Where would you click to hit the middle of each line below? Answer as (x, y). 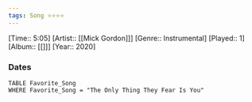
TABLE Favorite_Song (43, 83)
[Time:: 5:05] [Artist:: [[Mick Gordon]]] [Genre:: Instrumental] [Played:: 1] (126, 38)
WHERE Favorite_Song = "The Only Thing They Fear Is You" (106, 90)
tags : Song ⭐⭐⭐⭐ (37, 15)
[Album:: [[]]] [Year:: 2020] (52, 46)
